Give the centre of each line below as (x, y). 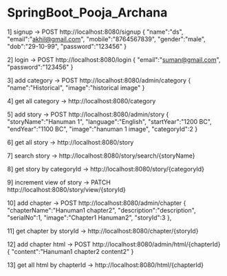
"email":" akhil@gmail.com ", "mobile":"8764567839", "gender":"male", (107, 39)
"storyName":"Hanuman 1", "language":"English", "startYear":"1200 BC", (109, 121)
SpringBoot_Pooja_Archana (87, 13)
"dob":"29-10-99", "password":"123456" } (67, 46)
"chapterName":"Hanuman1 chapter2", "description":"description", (101, 210)
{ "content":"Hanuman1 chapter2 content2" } (71, 251)
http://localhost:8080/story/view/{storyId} (66, 189)
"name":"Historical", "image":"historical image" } (76, 87)
